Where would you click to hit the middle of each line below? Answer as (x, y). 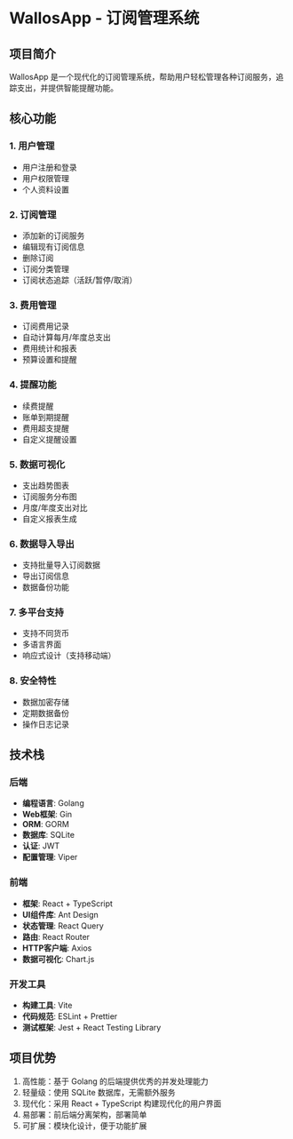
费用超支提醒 (45, 428)
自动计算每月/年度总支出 (66, 338)
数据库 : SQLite (48, 835)
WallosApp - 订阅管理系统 (104, 18)
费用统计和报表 (49, 348)
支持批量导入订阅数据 (61, 565)
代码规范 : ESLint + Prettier (70, 1016)
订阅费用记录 (45, 326)
